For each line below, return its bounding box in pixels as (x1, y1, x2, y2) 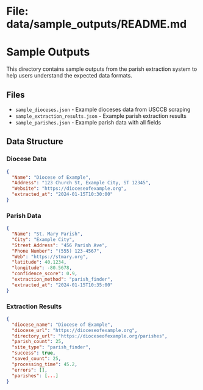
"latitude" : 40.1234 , (12, 259, 67, 265)
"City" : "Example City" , (12, 236, 75, 242)
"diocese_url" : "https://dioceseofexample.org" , (12, 327, 138, 333)
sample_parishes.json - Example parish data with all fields (15, 118, 162, 126)
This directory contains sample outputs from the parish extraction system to (6, 65, 198, 73)
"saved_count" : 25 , (12, 356, 62, 362)
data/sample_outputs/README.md (6, 17, 187, 31)
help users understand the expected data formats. (6, 72, 132, 79)
